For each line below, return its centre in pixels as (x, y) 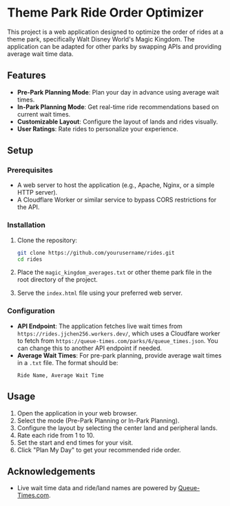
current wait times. (44, 114)
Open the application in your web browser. (77, 413)
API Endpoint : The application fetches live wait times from (100, 326)
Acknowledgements (51, 471)
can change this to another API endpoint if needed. (90, 348)
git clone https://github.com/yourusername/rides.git (96, 253)
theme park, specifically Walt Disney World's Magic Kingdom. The (101, 39)
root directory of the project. (57, 280)
